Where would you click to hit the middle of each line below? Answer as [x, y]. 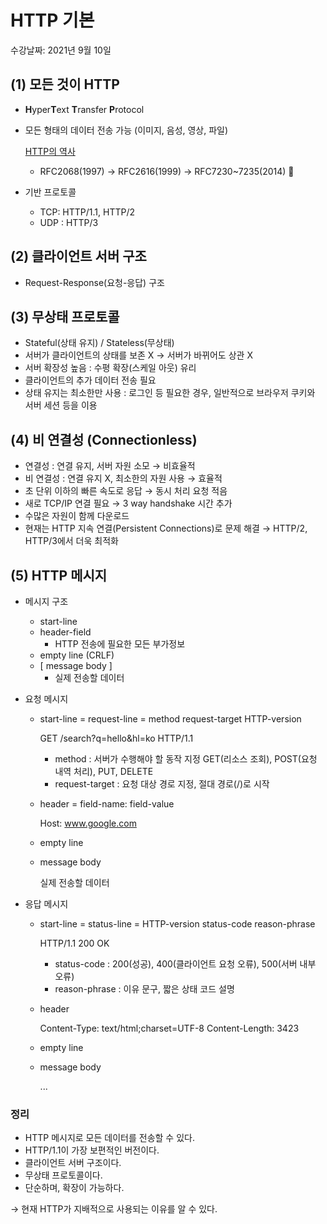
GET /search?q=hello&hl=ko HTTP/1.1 [116, 738]
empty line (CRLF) [77, 655]
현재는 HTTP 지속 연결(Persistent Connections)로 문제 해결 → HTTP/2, [166, 528]
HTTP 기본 [52, 20]
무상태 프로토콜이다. [63, 1175]
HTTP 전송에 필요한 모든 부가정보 [120, 644]
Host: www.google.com [88, 823]
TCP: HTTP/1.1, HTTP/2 [87, 212]
